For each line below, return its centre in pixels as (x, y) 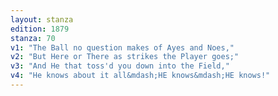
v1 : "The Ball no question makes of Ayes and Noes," (122, 47)
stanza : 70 (33, 38)
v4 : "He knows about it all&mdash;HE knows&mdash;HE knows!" (140, 76)
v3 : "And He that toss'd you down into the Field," (120, 66)
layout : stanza (42, 19)
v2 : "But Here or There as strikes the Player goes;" (125, 57)
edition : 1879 (40, 29)
